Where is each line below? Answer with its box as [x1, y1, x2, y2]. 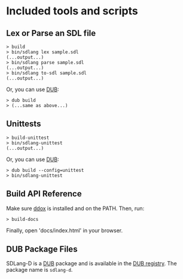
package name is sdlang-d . [6, 266, 73, 274]
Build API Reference [6, 189, 82, 199]
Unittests [6, 119, 41, 129]
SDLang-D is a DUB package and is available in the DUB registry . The [6, 260, 178, 267]
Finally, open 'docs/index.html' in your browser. [6, 226, 123, 234]
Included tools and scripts [6, 4, 139, 18]
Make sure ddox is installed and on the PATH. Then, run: [6, 205, 145, 212]
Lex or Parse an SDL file [6, 28, 96, 38]
